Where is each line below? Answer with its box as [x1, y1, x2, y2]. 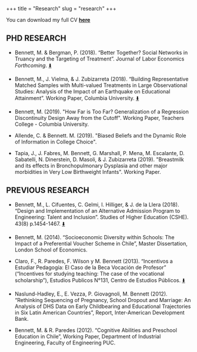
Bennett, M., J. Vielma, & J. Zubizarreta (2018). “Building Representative [14, 75, 189, 82]
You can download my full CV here [6, 16, 91, 23]
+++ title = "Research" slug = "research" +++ [6, 5, 116, 12]
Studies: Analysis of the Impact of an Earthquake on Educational [14, 88, 171, 95]
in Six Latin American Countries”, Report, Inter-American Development [14, 309, 185, 316]
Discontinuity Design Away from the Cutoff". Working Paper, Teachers [14, 114, 184, 121]
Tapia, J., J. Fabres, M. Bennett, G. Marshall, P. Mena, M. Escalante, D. [14, 149, 185, 156]
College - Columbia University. [14, 120, 89, 128]
